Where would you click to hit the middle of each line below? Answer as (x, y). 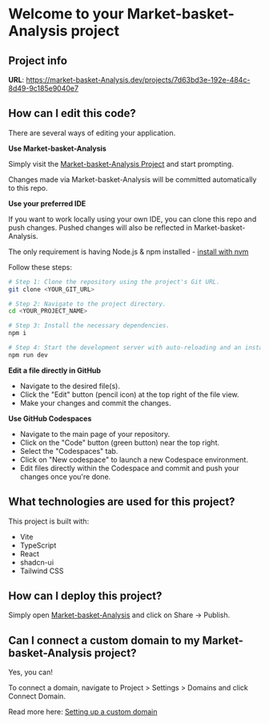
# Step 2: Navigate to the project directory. (87, 304)
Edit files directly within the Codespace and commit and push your (129, 468)
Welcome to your (66, 14)
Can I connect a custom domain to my (104, 640)
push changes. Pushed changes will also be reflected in (100, 227)
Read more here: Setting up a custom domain (83, 712)
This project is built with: (49, 521)
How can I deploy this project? (85, 596)
